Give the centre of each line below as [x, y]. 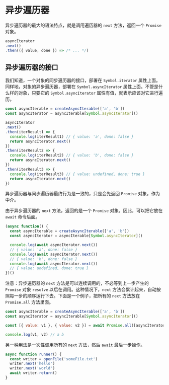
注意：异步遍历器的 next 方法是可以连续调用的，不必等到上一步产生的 [77, 283]
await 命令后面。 [23, 217]
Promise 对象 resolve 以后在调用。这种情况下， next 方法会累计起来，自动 [81, 289]
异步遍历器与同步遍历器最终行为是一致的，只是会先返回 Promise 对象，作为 [82, 194]
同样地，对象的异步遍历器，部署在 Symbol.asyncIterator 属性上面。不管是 [82, 87]
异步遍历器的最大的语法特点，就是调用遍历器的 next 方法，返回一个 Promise [83, 25]
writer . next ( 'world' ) [32, 368]
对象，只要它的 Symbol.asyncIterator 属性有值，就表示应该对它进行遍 [91, 93]
